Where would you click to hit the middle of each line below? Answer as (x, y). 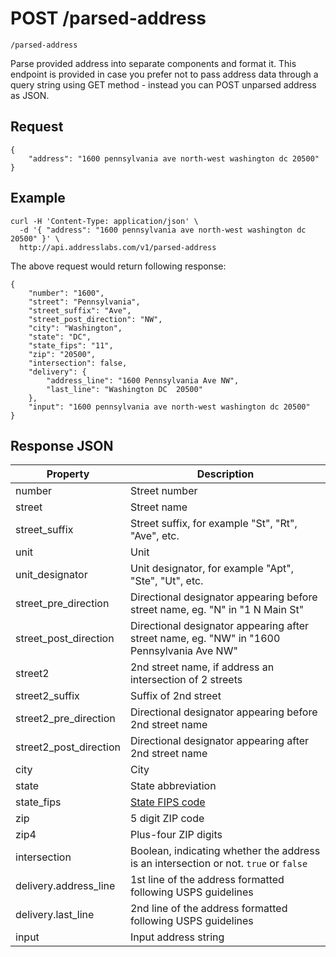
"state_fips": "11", (71, 345)
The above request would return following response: (118, 266)
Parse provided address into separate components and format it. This (153, 63)
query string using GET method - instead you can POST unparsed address (163, 84)
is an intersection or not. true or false (218, 864)
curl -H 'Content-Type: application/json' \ (104, 221)
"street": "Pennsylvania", (84, 302)
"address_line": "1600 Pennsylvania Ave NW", (143, 380)
